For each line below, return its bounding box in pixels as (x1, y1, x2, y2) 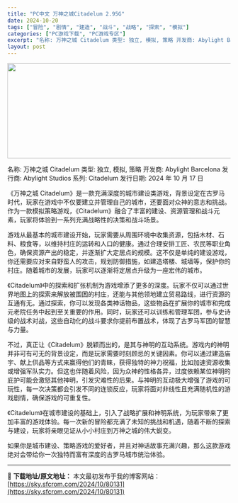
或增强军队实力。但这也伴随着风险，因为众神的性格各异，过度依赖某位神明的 (7, 367, 231, 375)
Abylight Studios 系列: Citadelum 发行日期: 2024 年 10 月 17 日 (23, 174, 204, 182)
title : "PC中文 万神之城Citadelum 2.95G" (7, 10, 125, 18)
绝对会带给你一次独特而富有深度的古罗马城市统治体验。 (7, 451, 169, 458)
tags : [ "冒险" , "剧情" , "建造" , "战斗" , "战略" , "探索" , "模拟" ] (7, 23, 190, 30)
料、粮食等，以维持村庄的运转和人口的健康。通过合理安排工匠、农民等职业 (7, 239, 225, 248)
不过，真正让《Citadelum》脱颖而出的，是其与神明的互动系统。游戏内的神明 (7, 341, 229, 349)
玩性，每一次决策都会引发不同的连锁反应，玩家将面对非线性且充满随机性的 (7, 385, 225, 393)
